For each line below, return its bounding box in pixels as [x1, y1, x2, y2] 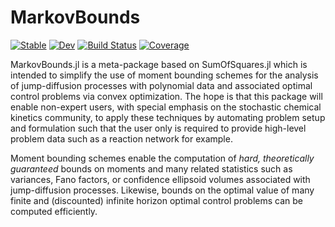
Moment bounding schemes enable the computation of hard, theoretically [10, 152, 315, 164]
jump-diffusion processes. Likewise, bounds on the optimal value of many [10, 184, 315, 196]
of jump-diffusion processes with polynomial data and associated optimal [10, 79, 313, 91]
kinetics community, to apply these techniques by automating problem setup [10, 111, 326, 123]
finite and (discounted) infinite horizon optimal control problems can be [10, 194, 303, 206]
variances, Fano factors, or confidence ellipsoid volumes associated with [10, 173, 311, 185]
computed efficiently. [10, 205, 98, 217]
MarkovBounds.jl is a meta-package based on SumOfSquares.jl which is [10, 58, 308, 70]
